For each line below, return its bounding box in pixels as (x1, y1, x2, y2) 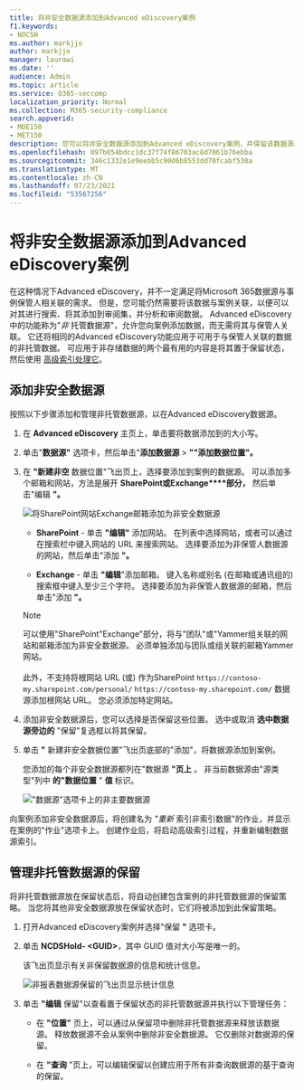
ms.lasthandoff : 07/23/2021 (9, 182, 116, 191)
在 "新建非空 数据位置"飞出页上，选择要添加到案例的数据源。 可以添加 (22, 466, 283, 477)
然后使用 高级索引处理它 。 (9, 354, 107, 365)
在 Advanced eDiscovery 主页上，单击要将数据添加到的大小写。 (22, 427, 264, 439)
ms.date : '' (9, 64, 54, 73)
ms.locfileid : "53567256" (9, 190, 107, 199)
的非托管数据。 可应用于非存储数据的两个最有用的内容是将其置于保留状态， (9, 342, 290, 353)
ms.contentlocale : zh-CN (9, 173, 103, 182)
